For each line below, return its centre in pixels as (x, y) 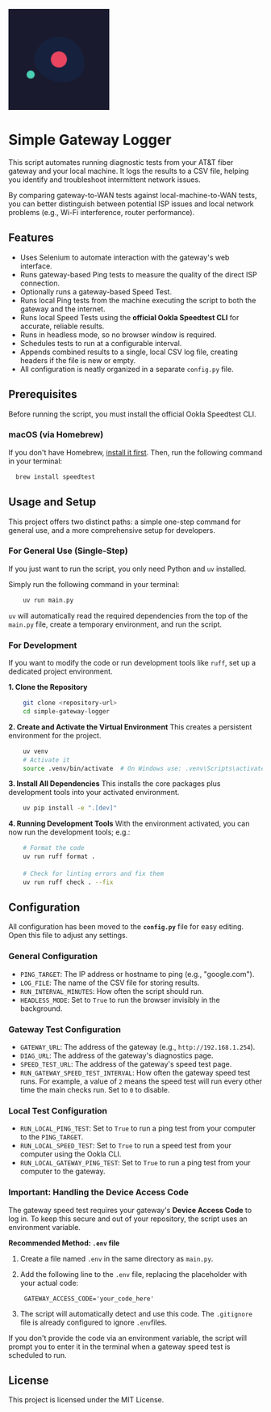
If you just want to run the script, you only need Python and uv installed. (127, 569)
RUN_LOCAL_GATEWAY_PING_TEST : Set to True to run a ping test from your (135, 1163)
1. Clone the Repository (48, 687)
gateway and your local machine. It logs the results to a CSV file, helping (129, 171)
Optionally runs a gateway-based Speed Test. (96, 291)
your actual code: (49, 1283)
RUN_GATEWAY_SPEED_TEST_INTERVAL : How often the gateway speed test (135, 1073)
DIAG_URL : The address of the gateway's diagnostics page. (117, 1055)
